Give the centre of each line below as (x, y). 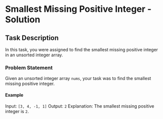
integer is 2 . (17, 111)
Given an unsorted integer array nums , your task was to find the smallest (78, 79)
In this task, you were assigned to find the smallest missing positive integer (82, 50)
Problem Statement (29, 68)
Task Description (32, 38)
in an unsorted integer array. (34, 55)
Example (14, 95)
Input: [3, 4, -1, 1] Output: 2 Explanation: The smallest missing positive (80, 106)
